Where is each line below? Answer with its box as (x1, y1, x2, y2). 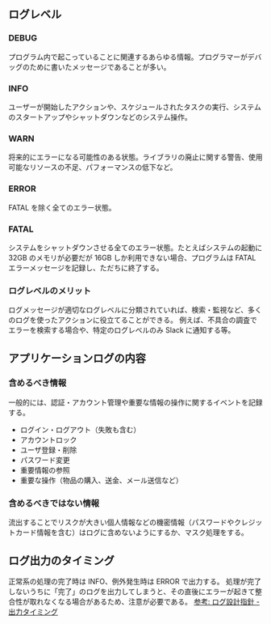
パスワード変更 (19, 455, 70, 465)
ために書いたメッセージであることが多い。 (29, 62, 171, 71)
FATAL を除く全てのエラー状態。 (8, 202, 116, 212)
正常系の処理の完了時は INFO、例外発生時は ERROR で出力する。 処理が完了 (8, 576, 262, 586)
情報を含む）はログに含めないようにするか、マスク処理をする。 (35, 528, 248, 537)
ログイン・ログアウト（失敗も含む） (19, 424, 141, 435)
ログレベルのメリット (8, 285, 91, 296)
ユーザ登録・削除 (19, 444, 77, 455)
